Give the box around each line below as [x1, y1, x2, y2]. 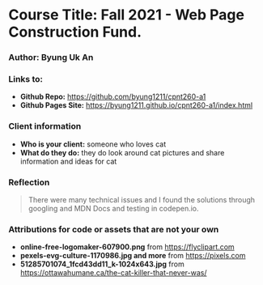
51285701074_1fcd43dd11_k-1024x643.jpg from [19, 259, 185, 269]
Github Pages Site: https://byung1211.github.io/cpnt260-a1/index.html [19, 100, 253, 110]
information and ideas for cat [19, 156, 117, 166]
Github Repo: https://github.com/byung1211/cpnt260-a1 [19, 91, 206, 102]
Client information [8, 121, 82, 132]
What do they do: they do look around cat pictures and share [19, 147, 225, 157]
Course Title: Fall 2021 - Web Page [8, 6, 245, 24]
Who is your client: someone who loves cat [19, 139, 167, 149]
